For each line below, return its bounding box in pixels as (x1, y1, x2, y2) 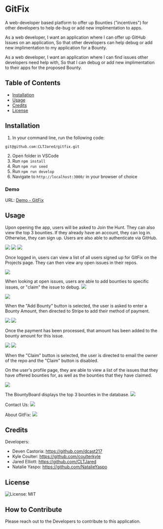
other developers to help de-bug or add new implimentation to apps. (5, 24, 143, 30)
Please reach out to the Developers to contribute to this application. (5, 518, 141, 524)
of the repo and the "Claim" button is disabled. (5, 358, 99, 363)
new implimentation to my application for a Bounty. (5, 45, 107, 50)
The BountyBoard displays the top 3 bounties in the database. (5, 391, 130, 397)
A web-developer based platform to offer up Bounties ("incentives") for (5, 20, 148, 25)
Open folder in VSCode (12, 153, 59, 159)
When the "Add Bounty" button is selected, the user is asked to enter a (5, 303, 147, 309)
